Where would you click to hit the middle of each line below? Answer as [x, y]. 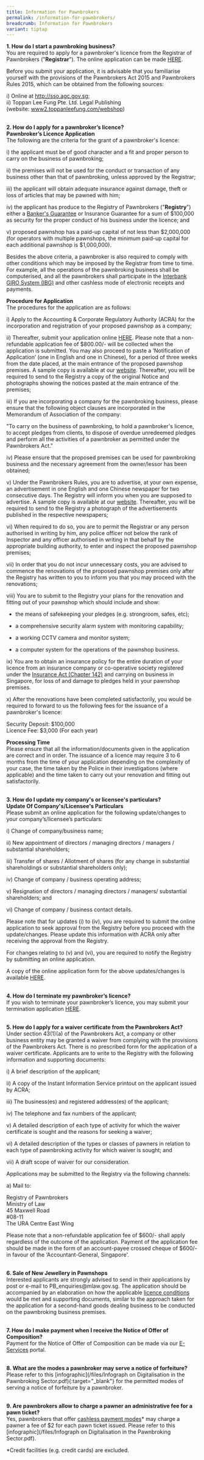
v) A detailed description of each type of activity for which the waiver [93, 1125]
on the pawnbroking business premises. [56, 1312]
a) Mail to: [19, 1186]
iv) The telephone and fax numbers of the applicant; [72, 1114]
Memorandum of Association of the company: [64, 414]
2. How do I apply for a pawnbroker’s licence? [65, 127]
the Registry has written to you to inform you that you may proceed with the [101, 577]
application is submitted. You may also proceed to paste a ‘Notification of [98, 351]
